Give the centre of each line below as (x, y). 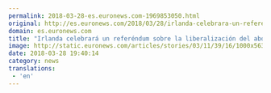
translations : (32, 69)
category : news (34, 61)
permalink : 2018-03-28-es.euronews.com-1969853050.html (104, 16)
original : (25, 23)
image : (19, 46)
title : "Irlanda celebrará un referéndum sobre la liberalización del (129, 38)
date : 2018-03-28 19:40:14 (54, 53)
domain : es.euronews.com (50, 31)
